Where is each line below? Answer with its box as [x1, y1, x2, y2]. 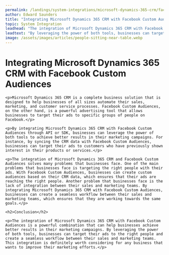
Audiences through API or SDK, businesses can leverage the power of [5, 130, 154, 135]
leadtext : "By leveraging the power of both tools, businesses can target [5, 31, 165, 36]
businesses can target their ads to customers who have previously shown [5, 143, 163, 148]
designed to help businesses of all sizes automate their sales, [5, 99, 145, 105]
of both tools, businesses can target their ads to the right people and [5, 231, 163, 236]
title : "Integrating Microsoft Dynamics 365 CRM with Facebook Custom [5, 17, 156, 22]
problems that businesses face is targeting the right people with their [5, 165, 163, 171]
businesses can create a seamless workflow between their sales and [5, 192, 152, 197]
